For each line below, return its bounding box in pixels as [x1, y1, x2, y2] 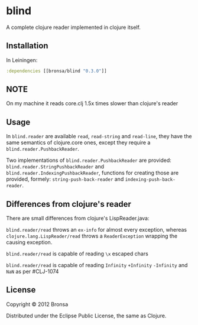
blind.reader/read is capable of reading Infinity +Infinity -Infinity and [6, 262, 188, 269]
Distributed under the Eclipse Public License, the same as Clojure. [6, 312, 167, 319]
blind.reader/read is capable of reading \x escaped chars [6, 250, 149, 258]
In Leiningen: [6, 56, 38, 63]
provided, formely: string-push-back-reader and [6, 175, 124, 183]
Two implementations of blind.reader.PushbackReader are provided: [6, 157, 171, 164]
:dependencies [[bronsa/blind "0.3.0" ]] [6, 68, 108, 74]
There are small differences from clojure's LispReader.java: [6, 214, 150, 222]
